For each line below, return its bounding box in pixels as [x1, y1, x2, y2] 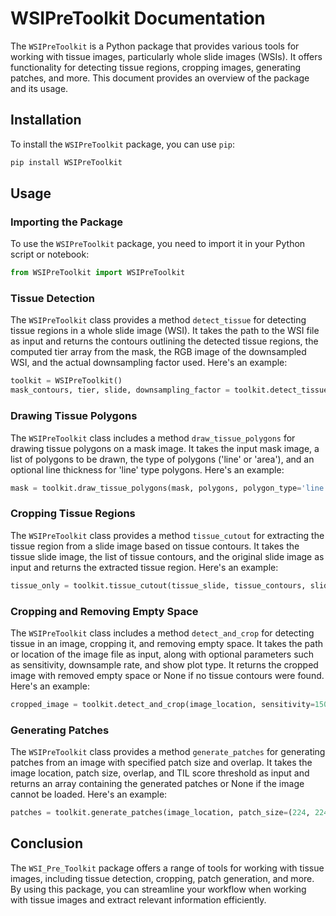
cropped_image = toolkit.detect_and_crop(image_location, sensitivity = [10, 699, 315, 709]
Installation [10, 112, 82, 129]
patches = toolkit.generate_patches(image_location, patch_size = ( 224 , [10, 808, 311, 818]
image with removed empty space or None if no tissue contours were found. [10, 669, 325, 681]
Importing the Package [10, 215, 124, 229]
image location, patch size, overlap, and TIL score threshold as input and [10, 767, 310, 779]
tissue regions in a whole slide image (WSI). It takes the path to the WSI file [10, 325, 320, 337]
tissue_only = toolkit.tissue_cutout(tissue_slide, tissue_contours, [10, 580, 307, 591]
